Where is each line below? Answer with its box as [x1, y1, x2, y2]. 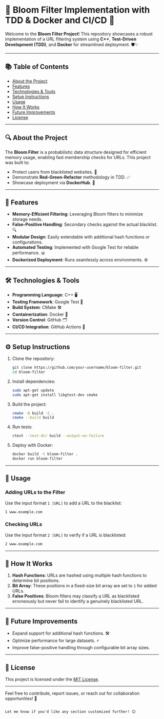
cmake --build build [12, 415, 54, 420]
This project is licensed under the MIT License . [5, 677, 100, 682]
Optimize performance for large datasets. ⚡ [12, 638, 100, 643]
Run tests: [12, 424, 33, 430]
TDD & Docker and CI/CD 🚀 [5, 15, 115, 26]
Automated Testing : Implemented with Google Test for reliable [12, 244, 139, 250]
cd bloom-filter [12, 369, 45, 375]
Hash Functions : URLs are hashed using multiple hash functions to [12, 573, 147, 579]
